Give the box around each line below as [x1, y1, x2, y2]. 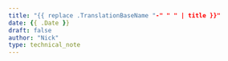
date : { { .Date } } [8, 19, 70, 27]
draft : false [8, 26, 52, 34]
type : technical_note [8, 41, 81, 49]
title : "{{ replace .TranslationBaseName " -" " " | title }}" [8, 11, 221, 20]
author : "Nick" [8, 33, 59, 42]
